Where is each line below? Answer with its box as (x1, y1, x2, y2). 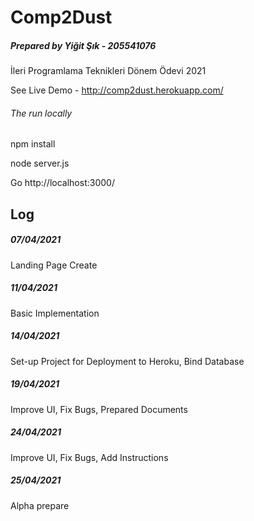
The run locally (10, 107, 73, 119)
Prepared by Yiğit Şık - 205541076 (10, 39, 157, 51)
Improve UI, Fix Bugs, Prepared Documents (10, 403, 188, 415)
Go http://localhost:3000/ (10, 177, 115, 189)
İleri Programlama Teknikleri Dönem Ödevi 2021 (10, 65, 207, 77)
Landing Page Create (10, 259, 98, 271)
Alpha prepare (10, 499, 70, 511)
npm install (10, 138, 56, 150)
